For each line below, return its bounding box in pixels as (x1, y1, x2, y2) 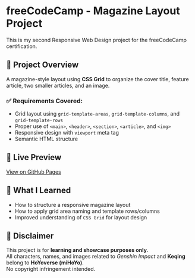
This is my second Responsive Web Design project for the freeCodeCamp (6, 36, 187, 43)
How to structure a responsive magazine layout (14, 201, 131, 208)
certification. (6, 43, 37, 50)
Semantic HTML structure (14, 135, 78, 143)
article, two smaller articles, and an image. (6, 82, 110, 89)
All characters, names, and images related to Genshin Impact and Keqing (6, 253, 185, 260)
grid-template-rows (14, 117, 64, 124)
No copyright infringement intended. (6, 266, 96, 273)
